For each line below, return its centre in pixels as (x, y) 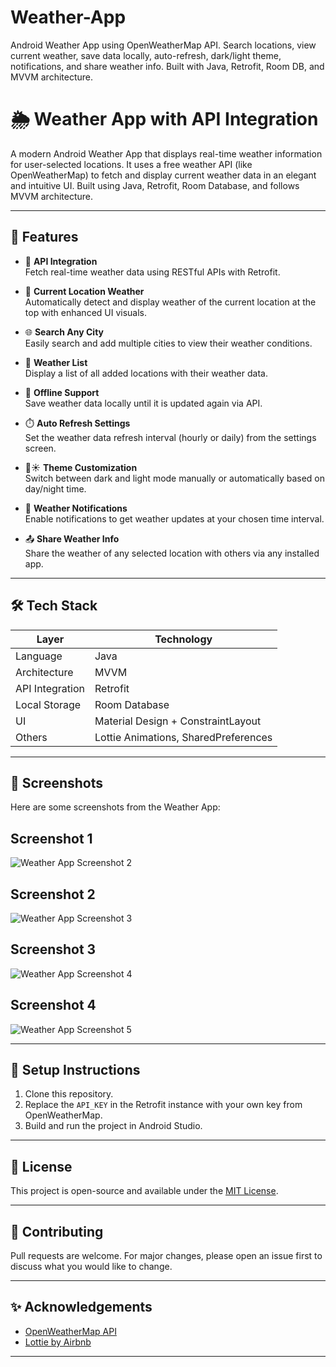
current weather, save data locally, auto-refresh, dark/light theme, (146, 55)
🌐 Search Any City (64, 332)
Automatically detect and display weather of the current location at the (170, 302)
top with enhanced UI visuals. (86, 312)
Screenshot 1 (51, 838)
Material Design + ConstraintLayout (178, 721)
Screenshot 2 (53, 894)
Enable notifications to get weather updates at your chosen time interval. (174, 518)
